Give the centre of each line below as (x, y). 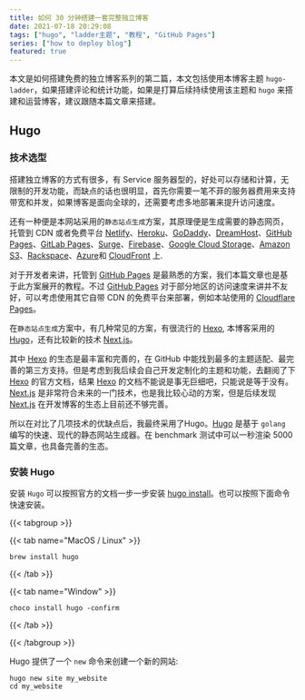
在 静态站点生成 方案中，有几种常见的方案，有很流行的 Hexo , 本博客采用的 (142, 328)
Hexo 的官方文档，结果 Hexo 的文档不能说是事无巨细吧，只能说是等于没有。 (151, 381)
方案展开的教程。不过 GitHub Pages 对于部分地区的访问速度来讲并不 (152, 286)
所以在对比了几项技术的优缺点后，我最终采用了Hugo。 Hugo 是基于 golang (148, 423)
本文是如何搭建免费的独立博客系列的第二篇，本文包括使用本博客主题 (137, 79)
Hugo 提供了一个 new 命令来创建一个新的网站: (94, 661)
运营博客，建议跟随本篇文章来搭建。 (93, 102)
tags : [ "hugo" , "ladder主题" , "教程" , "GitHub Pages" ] (113, 35)
